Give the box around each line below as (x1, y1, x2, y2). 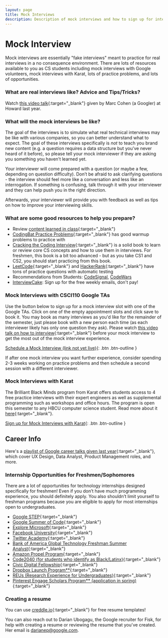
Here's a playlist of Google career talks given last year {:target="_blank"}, (5, 448, 155, 454)
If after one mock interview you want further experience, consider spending (5, 355, 161, 361)
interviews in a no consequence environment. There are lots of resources (5, 60, 156, 66)
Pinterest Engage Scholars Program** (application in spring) (12, 577, 136, 583)
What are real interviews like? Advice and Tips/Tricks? (5, 89, 140, 96)
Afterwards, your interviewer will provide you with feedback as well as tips (5, 197, 158, 203)
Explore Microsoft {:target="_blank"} (12, 524, 86, 530)
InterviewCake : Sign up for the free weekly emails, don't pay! (12, 279, 138, 285)
